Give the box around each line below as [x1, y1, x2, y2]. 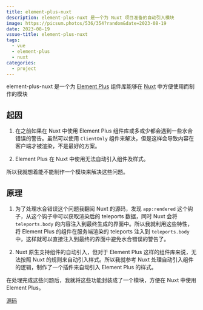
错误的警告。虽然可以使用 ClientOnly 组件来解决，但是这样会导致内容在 [15, 135, 195, 142]
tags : [6, 37, 20, 43]
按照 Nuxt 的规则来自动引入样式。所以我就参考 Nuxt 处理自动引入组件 [20, 256, 194, 263]
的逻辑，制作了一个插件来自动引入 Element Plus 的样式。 [15, 264, 157, 270]
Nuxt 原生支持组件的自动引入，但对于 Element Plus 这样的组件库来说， [15, 249, 192, 255]
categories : [6, 60, 36, 66]
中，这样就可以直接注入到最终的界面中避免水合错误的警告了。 [15, 235, 170, 243]
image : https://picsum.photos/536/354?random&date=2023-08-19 [6, 20, 167, 26]
